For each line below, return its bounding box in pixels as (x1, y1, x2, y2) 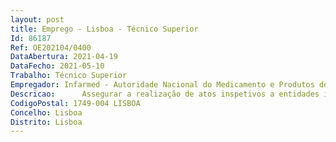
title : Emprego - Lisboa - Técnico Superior (10, 24, 199, 34)
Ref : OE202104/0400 (10, 42, 92, 53)
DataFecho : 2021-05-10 (10, 61, 105, 71)
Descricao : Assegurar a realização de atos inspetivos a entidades (10, 89, 320, 99)
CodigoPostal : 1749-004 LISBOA (10, 98, 141, 108)
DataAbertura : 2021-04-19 (10, 52, 118, 62)
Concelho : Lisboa (10, 107, 83, 118)
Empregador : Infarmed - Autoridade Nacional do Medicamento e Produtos (10, 80, 315, 90)
